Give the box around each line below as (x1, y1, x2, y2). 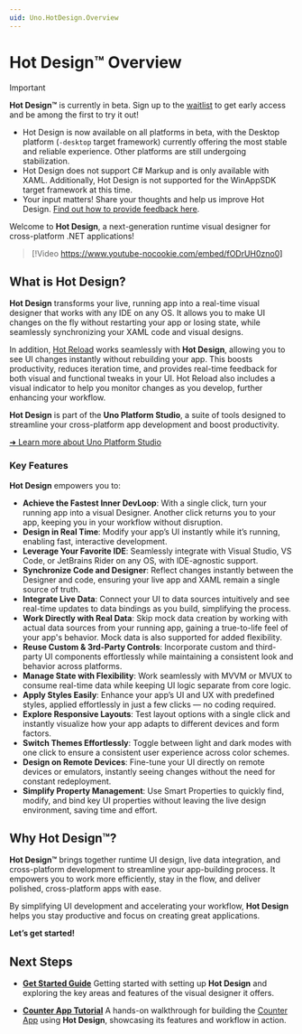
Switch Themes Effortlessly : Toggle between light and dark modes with (22, 737, 292, 748)
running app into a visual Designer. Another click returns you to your (22, 507, 277, 517)
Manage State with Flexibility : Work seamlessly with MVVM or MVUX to (22, 670, 293, 681)
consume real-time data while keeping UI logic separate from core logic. (22, 679, 291, 691)
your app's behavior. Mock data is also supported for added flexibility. (22, 631, 282, 642)
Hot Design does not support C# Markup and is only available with (22, 164, 270, 176)
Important (9, 82, 46, 93)
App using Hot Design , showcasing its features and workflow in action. (22, 1015, 287, 1026)
